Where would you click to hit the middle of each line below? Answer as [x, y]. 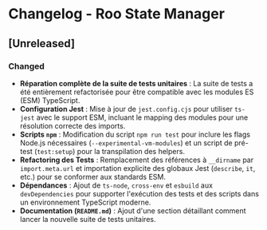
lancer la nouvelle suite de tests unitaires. [88, 219]
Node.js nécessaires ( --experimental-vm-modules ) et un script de [126, 143]
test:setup [55, 152]
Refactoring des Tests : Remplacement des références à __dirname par [136, 160]
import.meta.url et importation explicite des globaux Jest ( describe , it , [137, 168]
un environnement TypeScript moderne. [85, 202]
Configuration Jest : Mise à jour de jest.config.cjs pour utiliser [126, 109]
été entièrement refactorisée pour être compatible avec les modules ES [137, 92]
